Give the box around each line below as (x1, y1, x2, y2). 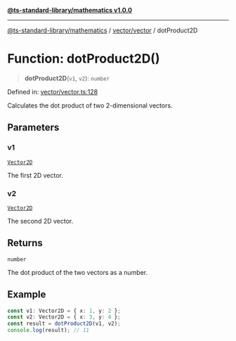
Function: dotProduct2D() (7, 51, 160, 67)
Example (7, 288, 46, 301)
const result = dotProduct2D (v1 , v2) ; (7, 320, 121, 328)
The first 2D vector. (7, 171, 63, 179)
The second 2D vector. (7, 217, 74, 225)
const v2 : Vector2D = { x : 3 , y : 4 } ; (7, 314, 121, 321)
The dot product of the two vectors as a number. (7, 268, 148, 276)
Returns (7, 237, 44, 249)
